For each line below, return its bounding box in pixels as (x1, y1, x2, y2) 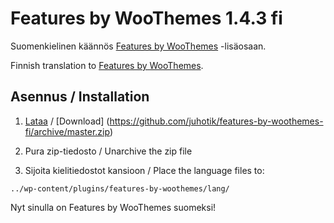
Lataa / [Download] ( (24, 115, 110, 127)
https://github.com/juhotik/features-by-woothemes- (109, 115, 324, 127)
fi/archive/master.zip (24, 125, 110, 137)
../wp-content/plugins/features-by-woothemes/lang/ (10, 183, 230, 194)
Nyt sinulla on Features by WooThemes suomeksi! (10, 201, 217, 213)
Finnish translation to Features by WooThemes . (10, 59, 204, 71)
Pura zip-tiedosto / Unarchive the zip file (24, 145, 193, 157)
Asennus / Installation (10, 88, 150, 106)
